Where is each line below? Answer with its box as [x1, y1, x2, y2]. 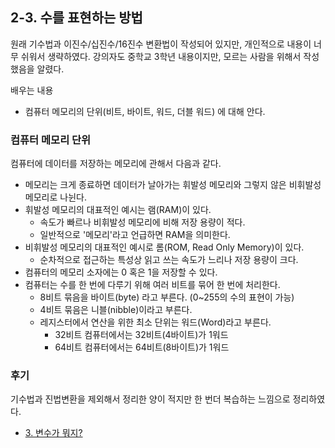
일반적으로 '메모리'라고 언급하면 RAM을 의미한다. [39, 229, 231, 241]
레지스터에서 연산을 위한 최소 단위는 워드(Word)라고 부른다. [39, 316, 272, 328]
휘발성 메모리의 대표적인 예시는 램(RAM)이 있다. [24, 204, 212, 216]
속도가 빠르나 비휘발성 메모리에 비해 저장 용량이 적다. [39, 216, 246, 228]
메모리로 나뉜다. [24, 191, 87, 203]
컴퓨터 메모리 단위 [10, 133, 92, 147]
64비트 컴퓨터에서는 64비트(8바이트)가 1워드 [54, 341, 230, 353]
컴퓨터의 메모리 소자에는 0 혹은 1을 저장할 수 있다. [24, 266, 218, 278]
